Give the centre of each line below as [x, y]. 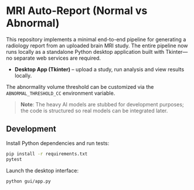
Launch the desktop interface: [42, 170]
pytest [14, 159]
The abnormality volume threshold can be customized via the [80, 87]
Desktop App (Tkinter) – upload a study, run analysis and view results [99, 69]
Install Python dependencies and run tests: [58, 143]
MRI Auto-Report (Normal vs [77, 11]
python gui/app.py [28, 181]
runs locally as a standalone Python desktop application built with [85, 51]
